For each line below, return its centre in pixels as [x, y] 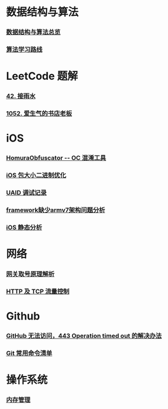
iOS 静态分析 [24, 227]
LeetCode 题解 [42, 76]
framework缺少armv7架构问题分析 [56, 210]
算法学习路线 [24, 50]
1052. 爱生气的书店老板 [39, 114]
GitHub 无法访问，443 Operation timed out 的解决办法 [84, 336]
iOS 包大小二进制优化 [36, 175]
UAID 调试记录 [27, 193]
